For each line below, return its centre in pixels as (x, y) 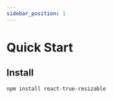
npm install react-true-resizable (56, 89)
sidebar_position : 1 (36, 13)
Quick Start (40, 47)
